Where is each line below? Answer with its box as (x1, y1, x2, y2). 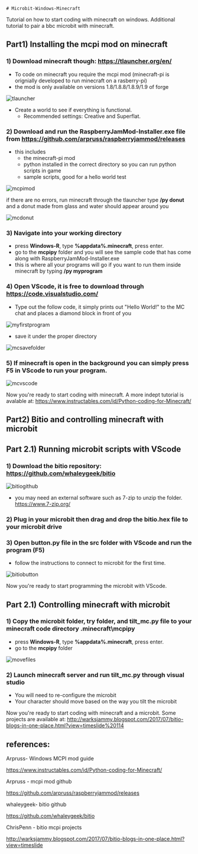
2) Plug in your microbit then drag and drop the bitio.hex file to (6, 515, 189, 523)
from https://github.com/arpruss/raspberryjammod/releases (6, 135, 186, 143)
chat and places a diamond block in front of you (14, 309, 132, 316)
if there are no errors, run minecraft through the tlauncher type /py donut (6, 196, 184, 203)
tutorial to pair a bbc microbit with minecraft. (6, 23, 115, 29)
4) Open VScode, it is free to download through (6, 282, 144, 290)
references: (6, 739, 50, 749)
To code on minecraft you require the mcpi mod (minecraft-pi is (14, 71, 170, 78)
